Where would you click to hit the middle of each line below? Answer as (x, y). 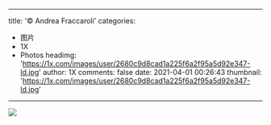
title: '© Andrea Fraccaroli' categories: (72, 21)
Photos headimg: (48, 55)
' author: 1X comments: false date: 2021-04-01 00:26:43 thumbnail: (150, 72)
